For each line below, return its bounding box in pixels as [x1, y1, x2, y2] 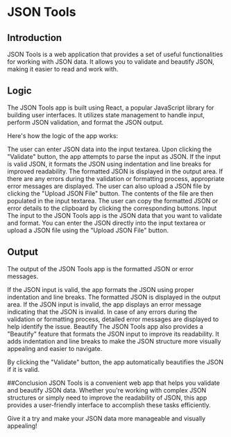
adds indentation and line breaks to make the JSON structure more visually [7, 337, 221, 345]
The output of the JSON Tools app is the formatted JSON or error [7, 264, 194, 273]
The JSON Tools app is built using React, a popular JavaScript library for [7, 103, 214, 112]
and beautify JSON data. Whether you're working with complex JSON [7, 386, 207, 394]
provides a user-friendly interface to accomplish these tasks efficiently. [7, 400, 211, 409]
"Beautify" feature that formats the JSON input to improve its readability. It [7, 329, 220, 338]
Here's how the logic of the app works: [7, 131, 119, 139]
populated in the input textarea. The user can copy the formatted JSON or [7, 196, 219, 205]
